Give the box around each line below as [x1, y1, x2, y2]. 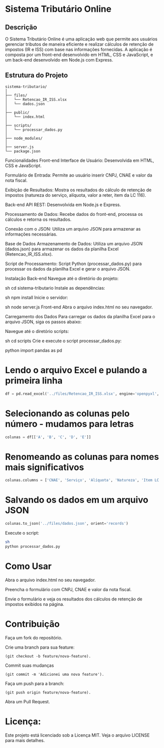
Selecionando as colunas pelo [5, 408, 130, 419]
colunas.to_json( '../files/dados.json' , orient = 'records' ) [5, 521, 129, 526]
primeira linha [5, 375, 63, 386]
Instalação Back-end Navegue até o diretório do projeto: [5, 275, 119, 281]
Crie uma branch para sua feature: [5, 644, 75, 650]
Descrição [5, 23, 37, 31]
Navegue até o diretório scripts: [5, 328, 69, 334]
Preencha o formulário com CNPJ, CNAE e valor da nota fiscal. [5, 586, 132, 592]
